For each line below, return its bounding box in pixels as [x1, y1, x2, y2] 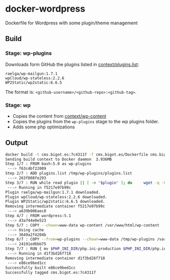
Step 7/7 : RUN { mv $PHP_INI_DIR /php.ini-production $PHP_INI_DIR [5, 247, 151, 252]
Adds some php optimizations [12, 124, 75, 130]
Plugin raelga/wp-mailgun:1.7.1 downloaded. [5, 190, 101, 195]
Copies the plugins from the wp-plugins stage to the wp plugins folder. [12, 118, 159, 124]
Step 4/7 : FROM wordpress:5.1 [5, 214, 71, 219]
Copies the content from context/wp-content [12, 113, 106, 119]
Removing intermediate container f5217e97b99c [5, 204, 105, 209]
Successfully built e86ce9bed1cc [5, 265, 76, 270]
